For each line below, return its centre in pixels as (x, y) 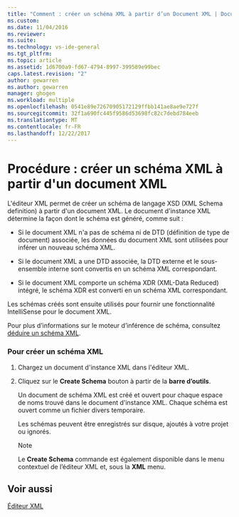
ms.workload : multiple (41, 101)
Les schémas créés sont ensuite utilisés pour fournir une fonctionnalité (111, 304)
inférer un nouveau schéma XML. (67, 247)
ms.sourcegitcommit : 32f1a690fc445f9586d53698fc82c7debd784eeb (103, 113)
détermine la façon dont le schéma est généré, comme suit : (95, 219)
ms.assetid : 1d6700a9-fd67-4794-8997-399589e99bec (84, 67)
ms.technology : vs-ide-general (54, 47)
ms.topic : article (34, 61)
